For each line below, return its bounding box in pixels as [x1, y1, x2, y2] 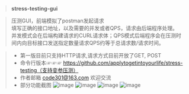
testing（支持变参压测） [20, 67, 79, 73]
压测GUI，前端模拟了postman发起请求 [11, 17, 104, 24]
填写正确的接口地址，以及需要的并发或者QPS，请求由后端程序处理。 [11, 25, 178, 31]
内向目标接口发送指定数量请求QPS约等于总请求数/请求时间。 [16, 40, 164, 46]
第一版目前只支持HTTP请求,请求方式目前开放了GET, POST [20, 52, 162, 59]
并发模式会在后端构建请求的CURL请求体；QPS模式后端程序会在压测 [11, 32, 176, 39]
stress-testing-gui [11, 5, 58, 12]
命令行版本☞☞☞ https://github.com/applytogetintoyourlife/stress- [20, 59, 183, 66]
